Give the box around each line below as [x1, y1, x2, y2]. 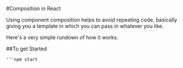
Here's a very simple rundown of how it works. [6, 34, 119, 40]
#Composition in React [6, 5, 61, 12]
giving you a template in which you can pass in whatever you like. [6, 23, 164, 29]
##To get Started [6, 45, 47, 52]
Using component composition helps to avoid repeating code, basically [6, 16, 177, 23]
